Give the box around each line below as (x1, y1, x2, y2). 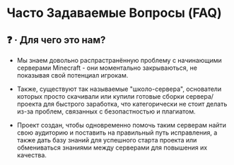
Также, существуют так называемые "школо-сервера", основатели (16, 85, 222, 93)
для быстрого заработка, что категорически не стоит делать (43, 100, 228, 108)
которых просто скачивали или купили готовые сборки (16, 92, 185, 100)
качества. (16, 151, 47, 159)
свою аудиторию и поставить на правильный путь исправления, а (16, 128, 218, 137)
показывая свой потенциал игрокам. (16, 71, 129, 79)
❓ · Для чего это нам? (6, 34, 106, 46)
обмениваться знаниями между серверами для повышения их (16, 143, 208, 152)
